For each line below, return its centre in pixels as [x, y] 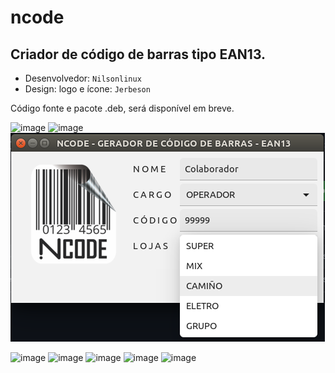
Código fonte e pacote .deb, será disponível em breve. [122, 108]
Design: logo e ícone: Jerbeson [87, 89]
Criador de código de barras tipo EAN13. [138, 54]
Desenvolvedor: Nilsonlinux [83, 78]
